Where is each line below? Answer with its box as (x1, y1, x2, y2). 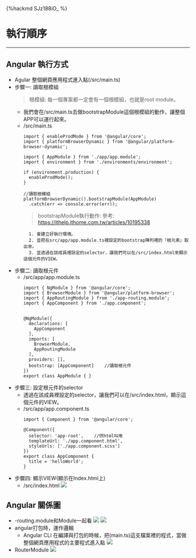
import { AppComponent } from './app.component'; (23, 300, 147, 306)
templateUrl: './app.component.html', (28, 438, 123, 444)
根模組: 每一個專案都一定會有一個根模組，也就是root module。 (29, 96, 179, 103)
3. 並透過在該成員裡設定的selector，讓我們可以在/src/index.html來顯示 (28, 250, 188, 256)
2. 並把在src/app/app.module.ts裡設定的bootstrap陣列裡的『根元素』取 (28, 237, 189, 243)
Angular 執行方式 (6, 60, 69, 70)
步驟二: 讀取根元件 (14, 267, 59, 274)
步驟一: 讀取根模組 (14, 83, 59, 90)
